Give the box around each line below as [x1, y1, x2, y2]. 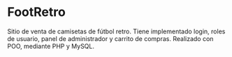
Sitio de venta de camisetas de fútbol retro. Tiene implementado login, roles [7, 27, 226, 35]
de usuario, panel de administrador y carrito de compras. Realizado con [7, 34, 214, 42]
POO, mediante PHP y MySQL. [7, 42, 95, 50]
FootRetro [7, 4, 66, 20]
